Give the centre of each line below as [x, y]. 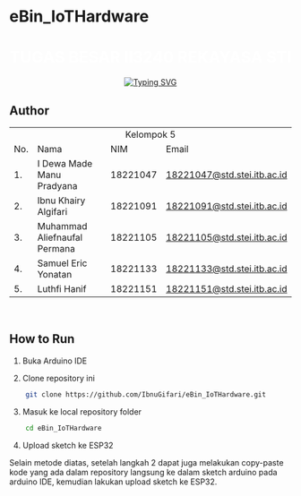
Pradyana [57, 185]
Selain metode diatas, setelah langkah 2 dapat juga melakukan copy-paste [146, 462]
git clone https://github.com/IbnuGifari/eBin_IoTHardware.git [146, 394]
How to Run [42, 339]
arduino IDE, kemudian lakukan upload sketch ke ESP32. [113, 482]
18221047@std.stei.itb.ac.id [226, 175]
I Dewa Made [65, 163]
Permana [56, 248]
